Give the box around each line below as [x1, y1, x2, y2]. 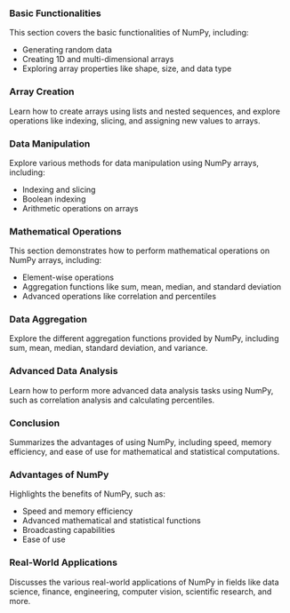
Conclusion [9, 417, 60, 429]
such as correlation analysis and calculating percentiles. [9, 394, 215, 405]
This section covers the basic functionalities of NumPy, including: [9, 28, 249, 38]
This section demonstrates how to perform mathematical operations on [9, 245, 270, 256]
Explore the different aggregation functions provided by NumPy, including [9, 333, 279, 344]
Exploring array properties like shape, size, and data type [21, 63, 232, 74]
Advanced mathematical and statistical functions [21, 515, 202, 526]
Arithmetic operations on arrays [21, 203, 139, 213]
